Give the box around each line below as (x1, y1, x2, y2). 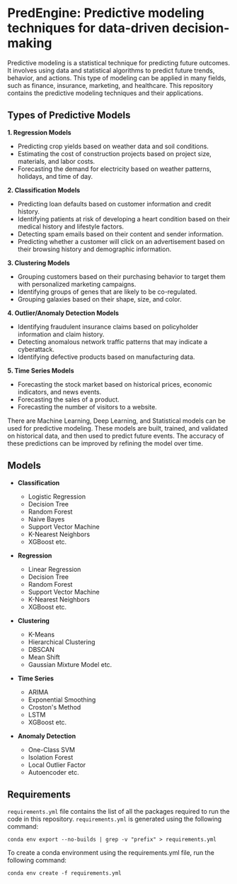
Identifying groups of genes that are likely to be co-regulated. (17, 287, 197, 296)
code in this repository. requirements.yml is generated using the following (7, 814, 221, 824)
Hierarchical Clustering (28, 637, 96, 646)
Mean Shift (28, 653, 60, 661)
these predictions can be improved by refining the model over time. (7, 438, 204, 448)
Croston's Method (28, 702, 81, 711)
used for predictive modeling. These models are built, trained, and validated (7, 424, 229, 432)
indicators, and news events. (17, 387, 102, 396)
